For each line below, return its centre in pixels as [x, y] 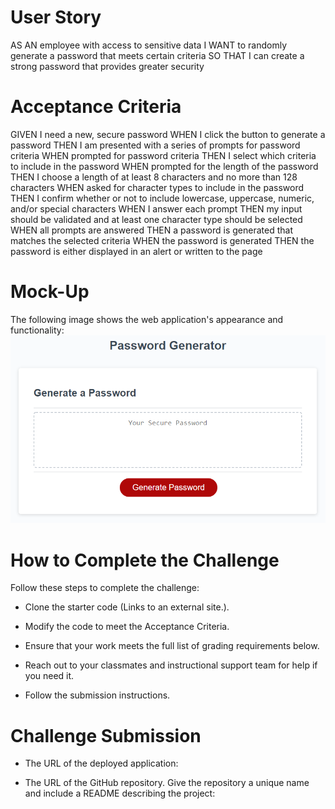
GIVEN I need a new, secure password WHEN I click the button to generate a [168, 134]
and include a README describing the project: [120, 793]
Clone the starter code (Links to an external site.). [127, 607]
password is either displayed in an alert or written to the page [136, 251]
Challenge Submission [106, 735]
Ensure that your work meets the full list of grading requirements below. [172, 646]
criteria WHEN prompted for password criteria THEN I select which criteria [163, 155]
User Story [56, 17]
